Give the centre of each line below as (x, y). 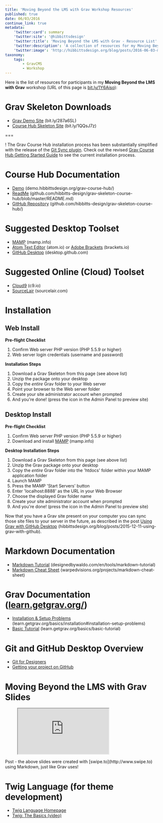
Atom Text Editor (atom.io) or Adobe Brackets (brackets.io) (71, 247)
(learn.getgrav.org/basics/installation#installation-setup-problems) (79, 623)
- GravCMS (32, 64)
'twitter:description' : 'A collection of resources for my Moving (82, 46)
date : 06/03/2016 (23, 19)
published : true (21, 14)
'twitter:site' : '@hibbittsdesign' (50, 37)
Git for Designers (29, 662)
